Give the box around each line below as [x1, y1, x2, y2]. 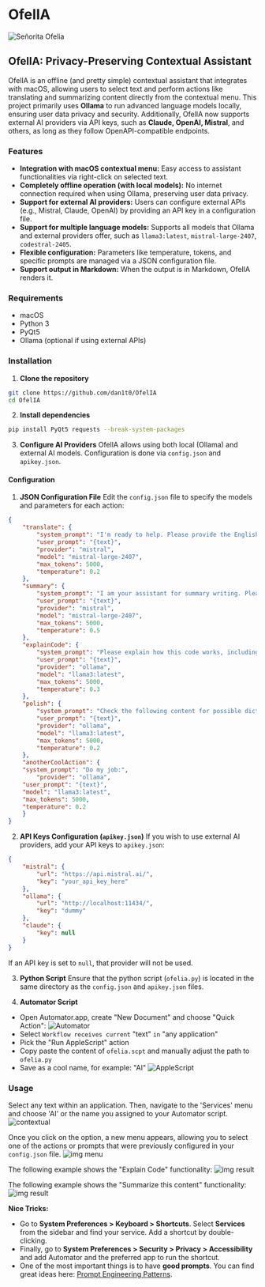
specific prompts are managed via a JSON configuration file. [19, 256, 217, 266]
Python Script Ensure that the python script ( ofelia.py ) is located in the [19, 973, 255, 983]
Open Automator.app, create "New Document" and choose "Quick [19, 1012, 235, 1021]
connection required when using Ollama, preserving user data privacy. [19, 189, 248, 198]
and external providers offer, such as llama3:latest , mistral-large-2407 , [19, 231, 257, 240]
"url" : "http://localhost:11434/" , [36, 900, 154, 908]
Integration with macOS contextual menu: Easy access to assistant [19, 164, 242, 173]
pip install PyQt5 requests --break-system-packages [8, 425, 185, 434]
